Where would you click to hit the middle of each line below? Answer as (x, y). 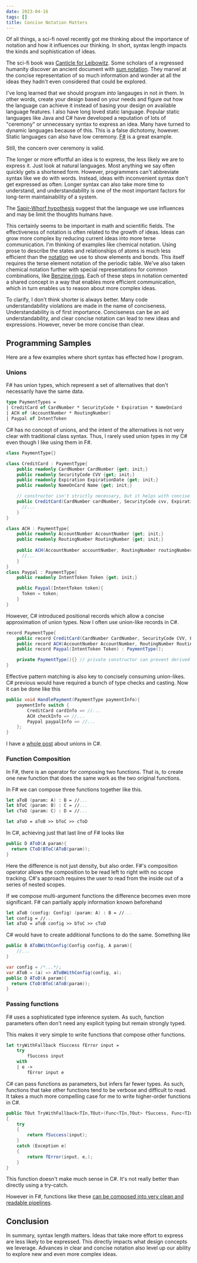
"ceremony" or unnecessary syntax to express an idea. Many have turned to (98, 124)
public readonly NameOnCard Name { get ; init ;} (74, 486)
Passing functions (33, 1004)
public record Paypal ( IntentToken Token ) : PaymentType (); (90, 649)
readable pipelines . (29, 1203)
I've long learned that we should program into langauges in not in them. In (95, 93)
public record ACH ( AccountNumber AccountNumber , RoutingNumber (96, 644)
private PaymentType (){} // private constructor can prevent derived (103, 660)
